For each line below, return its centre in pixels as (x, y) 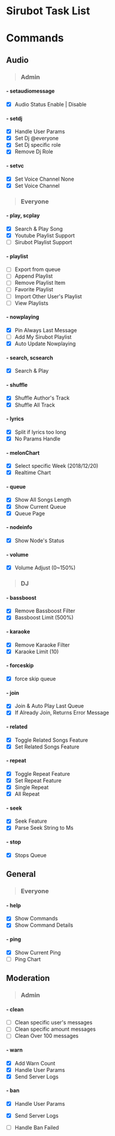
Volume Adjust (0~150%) (45, 568)
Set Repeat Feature (38, 781)
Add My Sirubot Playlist (43, 336)
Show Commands (36, 918)
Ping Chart (28, 959)
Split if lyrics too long (40, 432)
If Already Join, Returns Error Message (62, 713)
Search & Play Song (39, 229)
